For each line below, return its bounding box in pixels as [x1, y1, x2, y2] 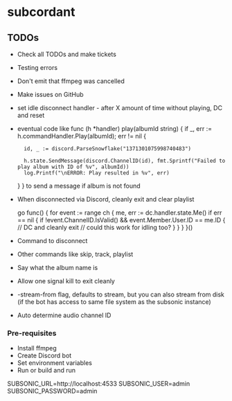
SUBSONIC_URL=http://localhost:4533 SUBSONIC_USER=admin [7, 380, 190, 388]
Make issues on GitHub [17, 91, 84, 98]
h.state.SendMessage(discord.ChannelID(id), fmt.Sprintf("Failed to [24, 157, 226, 164]
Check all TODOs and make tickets [17, 50, 116, 58]
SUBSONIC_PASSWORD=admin [7, 387, 98, 395]
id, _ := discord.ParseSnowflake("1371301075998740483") [24, 145, 192, 152]
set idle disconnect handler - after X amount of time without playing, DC [17, 104, 223, 112]
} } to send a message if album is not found [17, 181, 141, 190]
